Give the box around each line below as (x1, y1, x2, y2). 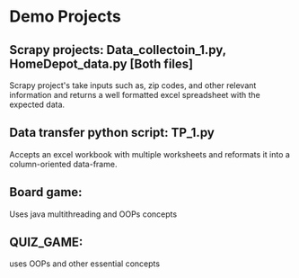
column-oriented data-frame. (9, 158, 118, 169)
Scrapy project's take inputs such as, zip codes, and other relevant (9, 80, 257, 91)
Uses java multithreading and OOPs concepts (9, 209, 178, 220)
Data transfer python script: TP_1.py (9, 125, 215, 140)
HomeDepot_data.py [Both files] (9, 56, 194, 71)
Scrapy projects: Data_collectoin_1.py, (9, 42, 226, 58)
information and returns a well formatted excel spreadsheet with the (9, 90, 260, 100)
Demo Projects (9, 6, 121, 27)
